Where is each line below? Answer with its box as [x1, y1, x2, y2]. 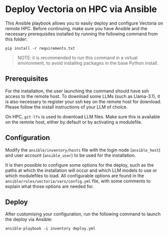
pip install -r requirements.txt [5, 46, 75, 51]
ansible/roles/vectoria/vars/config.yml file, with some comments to [5, 178, 151, 184]
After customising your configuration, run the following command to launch [5, 211, 161, 217]
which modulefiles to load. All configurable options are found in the [5, 172, 144, 179]
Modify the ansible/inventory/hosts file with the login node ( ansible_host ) [5, 147, 161, 153]
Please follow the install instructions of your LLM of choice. [5, 104, 128, 110]
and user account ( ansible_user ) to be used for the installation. [5, 152, 136, 158]
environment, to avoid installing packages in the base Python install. [17, 60, 158, 66]
